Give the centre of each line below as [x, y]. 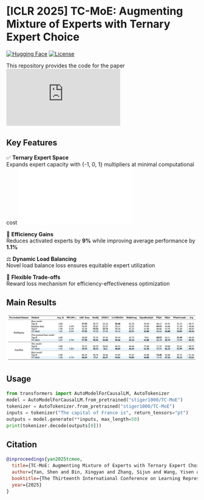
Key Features [32, 143]
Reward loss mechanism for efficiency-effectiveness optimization [88, 283]
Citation [22, 445]
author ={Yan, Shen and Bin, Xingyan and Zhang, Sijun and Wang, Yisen [103, 472]
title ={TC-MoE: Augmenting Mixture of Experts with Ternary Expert [99, 466]
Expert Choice [43, 37]
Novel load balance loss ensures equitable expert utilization [81, 265]
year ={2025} [27, 485]
